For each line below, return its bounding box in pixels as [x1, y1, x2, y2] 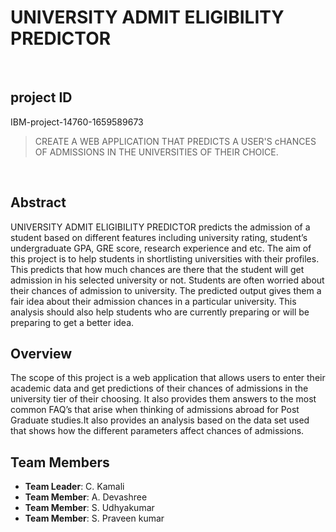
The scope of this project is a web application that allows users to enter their [10, 372, 326, 384]
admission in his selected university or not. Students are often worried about [10, 274, 325, 286]
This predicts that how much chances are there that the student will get [10, 263, 305, 275]
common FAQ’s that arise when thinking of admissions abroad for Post [10, 404, 300, 416]
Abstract [10, 194, 67, 211]
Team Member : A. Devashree [24, 491, 148, 503]
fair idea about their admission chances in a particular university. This [10, 295, 297, 307]
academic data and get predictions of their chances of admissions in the [10, 382, 309, 395]
